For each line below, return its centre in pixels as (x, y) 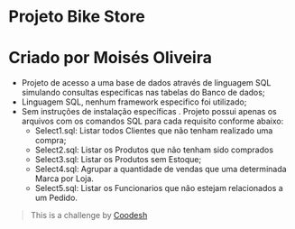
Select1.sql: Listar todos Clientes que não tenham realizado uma (154, 131)
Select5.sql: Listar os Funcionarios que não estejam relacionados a (159, 188)
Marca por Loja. (64, 179)
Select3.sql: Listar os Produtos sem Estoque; (118, 160)
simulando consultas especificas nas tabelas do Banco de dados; (143, 93)
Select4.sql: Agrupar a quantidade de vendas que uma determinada (161, 169)
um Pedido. (56, 198)
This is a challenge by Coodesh (89, 215)
